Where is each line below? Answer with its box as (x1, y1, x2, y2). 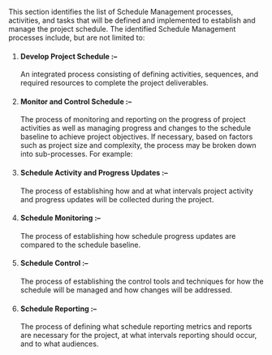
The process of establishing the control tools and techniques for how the (19, 276, 264, 287)
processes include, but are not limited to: (8, 32, 145, 42)
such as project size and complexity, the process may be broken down (19, 141, 257, 150)
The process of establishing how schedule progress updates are (19, 231, 236, 240)
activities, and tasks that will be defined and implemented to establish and (8, 15, 256, 25)
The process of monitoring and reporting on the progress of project (19, 115, 246, 124)
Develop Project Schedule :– (19, 51, 118, 61)
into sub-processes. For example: (19, 149, 133, 159)
